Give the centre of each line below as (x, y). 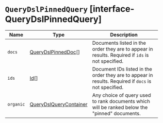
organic (16, 104)
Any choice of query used (122, 95)
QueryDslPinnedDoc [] (55, 52)
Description (124, 35)
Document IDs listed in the (122, 69)
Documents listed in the (119, 43)
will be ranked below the (120, 107)
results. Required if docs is (122, 81)
